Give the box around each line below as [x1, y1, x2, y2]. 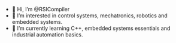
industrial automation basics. [11, 31, 83, 38]
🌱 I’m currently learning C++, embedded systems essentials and [11, 24, 171, 32]
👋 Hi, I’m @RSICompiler [11, 6, 70, 13]
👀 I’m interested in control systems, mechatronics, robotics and [11, 12, 168, 19]
